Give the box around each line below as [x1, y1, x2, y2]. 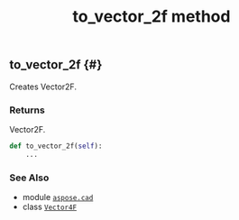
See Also [9, 171, 50, 184]
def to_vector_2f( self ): [9, 142, 103, 151]
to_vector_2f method [72, 6, 231, 27]
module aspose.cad [22, 191, 94, 202]
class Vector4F [22, 201, 78, 212]
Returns [9, 104, 45, 116]
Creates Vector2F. [9, 81, 77, 92]
